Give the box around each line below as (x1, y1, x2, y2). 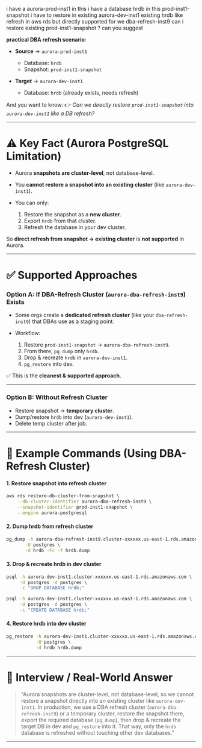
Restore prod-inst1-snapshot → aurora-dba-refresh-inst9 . (23, 341, 170, 348)
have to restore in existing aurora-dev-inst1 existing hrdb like (33, 11, 183, 19)
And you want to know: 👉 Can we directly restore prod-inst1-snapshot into (6, 101, 194, 108)
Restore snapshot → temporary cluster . (14, 407, 114, 414)
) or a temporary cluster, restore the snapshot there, (56, 709, 185, 717)
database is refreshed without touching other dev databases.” (20, 729, 174, 736)
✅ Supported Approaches (6, 268, 138, 282)
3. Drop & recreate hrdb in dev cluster (6, 561, 102, 568)
